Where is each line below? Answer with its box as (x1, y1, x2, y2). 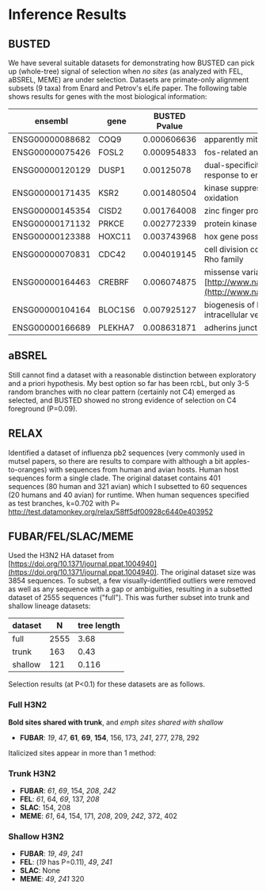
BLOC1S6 (98, 304, 135, 315)
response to (204, 170, 249, 180)
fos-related (204, 147, 248, 158)
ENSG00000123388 (12, 231, 91, 242)
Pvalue (156, 120, 184, 132)
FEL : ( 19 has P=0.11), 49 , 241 (19, 858, 112, 867)
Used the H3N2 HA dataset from (8, 551, 115, 560)
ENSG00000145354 (12, 205, 91, 216)
